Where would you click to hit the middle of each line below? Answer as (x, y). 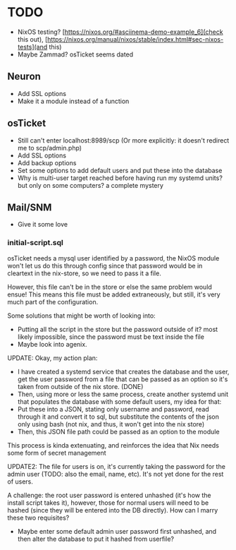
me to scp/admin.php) (50, 148)
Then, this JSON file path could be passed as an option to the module (118, 431)
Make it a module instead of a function (73, 101)
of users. (20, 482)
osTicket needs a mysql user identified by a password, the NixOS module (113, 258)
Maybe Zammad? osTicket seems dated (75, 54)
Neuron (24, 77)
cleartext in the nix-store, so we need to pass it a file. (85, 273)
